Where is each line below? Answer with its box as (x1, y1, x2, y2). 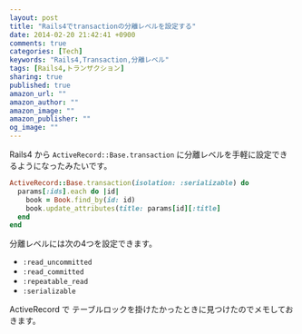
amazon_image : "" (9, 106, 75, 115)
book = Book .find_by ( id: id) (25, 195, 136, 204)
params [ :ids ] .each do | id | (17, 187, 120, 196)
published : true (9, 81, 71, 90)
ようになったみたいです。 (16, 161, 112, 171)
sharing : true (9, 73, 63, 82)
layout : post (9, 13, 59, 23)
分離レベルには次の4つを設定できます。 (9, 238, 157, 250)
